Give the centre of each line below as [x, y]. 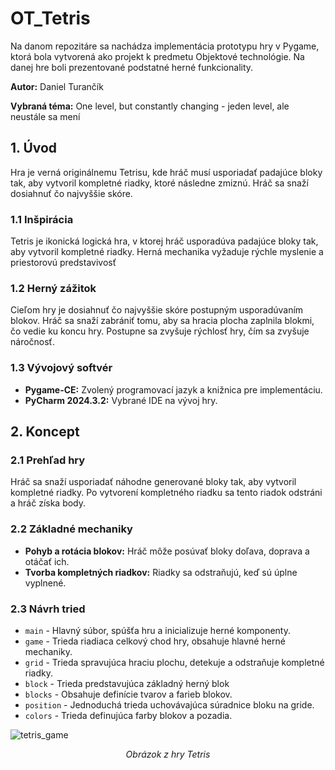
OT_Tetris [50, 18]
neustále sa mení [45, 116]
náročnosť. [32, 342]
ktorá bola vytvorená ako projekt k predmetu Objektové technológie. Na [157, 56]
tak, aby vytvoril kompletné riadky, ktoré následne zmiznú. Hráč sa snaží [159, 183]
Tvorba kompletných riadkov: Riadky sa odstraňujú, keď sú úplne [161, 572]
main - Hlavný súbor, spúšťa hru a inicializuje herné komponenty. [157, 630]
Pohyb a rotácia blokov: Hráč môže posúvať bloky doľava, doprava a [167, 551]
